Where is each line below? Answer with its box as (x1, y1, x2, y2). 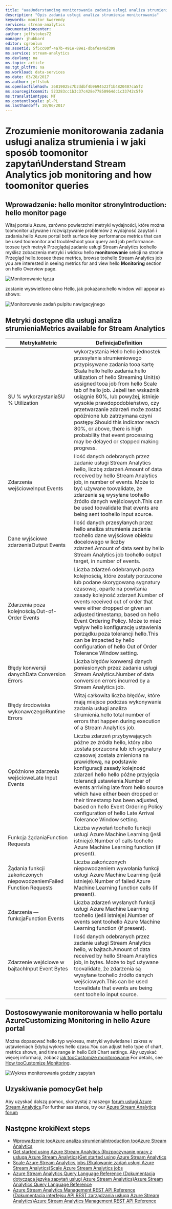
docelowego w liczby (74, 538, 125, 545)
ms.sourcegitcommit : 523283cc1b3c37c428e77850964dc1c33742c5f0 (5, 88, 143, 94)
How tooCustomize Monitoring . (5, 1060, 71, 1066)
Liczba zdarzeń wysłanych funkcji (74, 898, 155, 906)
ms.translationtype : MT (5, 94, 56, 99)
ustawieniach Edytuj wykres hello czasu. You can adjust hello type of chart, (5, 1043, 163, 1050)
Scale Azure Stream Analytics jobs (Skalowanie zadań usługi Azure (12, 1160, 155, 1166)
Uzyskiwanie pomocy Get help (5, 1085, 103, 1093)
